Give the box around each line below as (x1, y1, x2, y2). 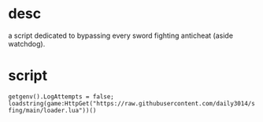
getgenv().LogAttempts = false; (8, 92, 114, 101)
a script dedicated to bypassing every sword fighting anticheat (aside (8, 31, 234, 40)
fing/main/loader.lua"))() (8, 106, 97, 114)
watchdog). (8, 39, 46, 48)
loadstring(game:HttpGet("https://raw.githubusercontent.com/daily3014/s (8, 99, 256, 107)
